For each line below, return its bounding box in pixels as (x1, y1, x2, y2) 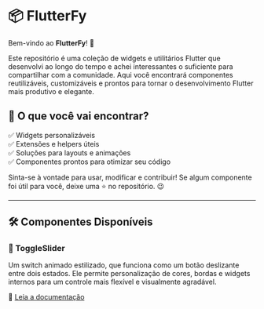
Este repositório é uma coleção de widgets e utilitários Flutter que (8, 53, 222, 63)
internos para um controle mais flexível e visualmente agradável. (8, 277, 217, 287)
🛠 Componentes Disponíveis (8, 216, 153, 229)
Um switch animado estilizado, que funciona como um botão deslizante (8, 260, 240, 270)
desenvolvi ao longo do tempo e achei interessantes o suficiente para (8, 61, 233, 71)
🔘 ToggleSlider (8, 243, 65, 254)
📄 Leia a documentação (8, 293, 85, 302)
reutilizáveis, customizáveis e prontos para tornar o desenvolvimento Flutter (8, 78, 254, 88)
